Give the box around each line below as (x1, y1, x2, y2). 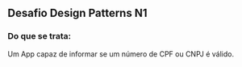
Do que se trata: (7, 31, 72, 42)
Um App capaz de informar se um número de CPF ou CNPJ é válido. (7, 48, 235, 59)
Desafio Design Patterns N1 (7, 6, 148, 20)
